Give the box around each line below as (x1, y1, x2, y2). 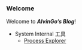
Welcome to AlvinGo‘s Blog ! (6, 18, 77, 25)
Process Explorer (23, 37, 66, 45)
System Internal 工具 (14, 30, 66, 37)
